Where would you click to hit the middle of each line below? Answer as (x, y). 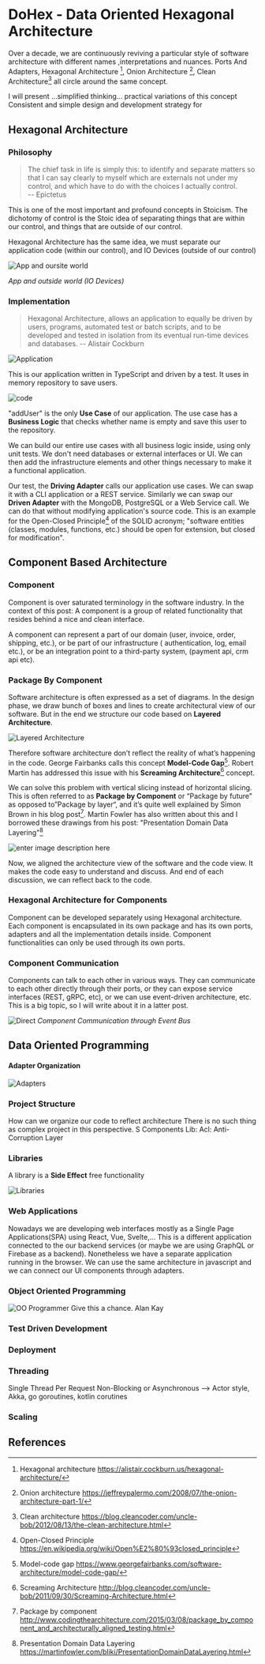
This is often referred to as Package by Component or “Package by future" (131, 796)
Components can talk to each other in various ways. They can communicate (132, 981)
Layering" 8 (26, 831)
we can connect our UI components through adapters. (96, 1271)
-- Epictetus (47, 194)
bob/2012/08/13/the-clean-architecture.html (91, 1525)
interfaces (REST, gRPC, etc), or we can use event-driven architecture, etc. (130, 997)
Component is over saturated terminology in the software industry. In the (126, 602)
